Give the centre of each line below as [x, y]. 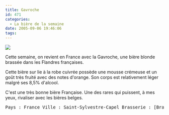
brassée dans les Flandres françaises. [45, 62]
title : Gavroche [22, 10]
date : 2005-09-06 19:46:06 [33, 29]
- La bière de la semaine [37, 24]
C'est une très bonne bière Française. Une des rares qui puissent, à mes [80, 92]
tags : [11, 33]
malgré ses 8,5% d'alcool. [32, 83]
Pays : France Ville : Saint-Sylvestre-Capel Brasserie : [78, 107]
